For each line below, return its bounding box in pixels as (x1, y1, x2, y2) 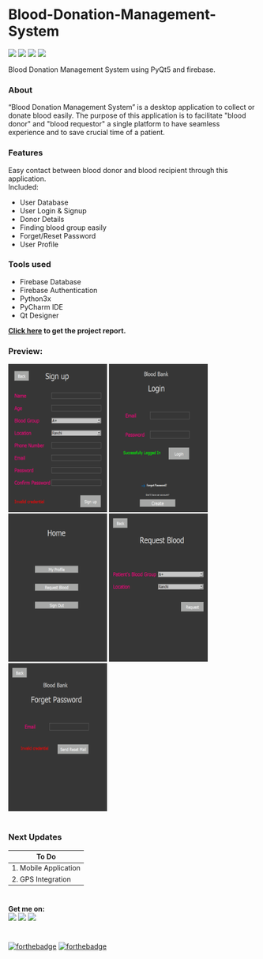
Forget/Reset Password (19, 231, 96, 240)
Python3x (19, 294, 51, 303)
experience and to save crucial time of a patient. (8, 128, 166, 137)
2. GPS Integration (11, 874, 71, 884)
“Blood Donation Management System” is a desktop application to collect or (8, 103, 255, 112)
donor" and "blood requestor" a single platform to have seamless (8, 119, 220, 129)
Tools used (8, 259, 51, 270)
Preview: (8, 345, 43, 356)
